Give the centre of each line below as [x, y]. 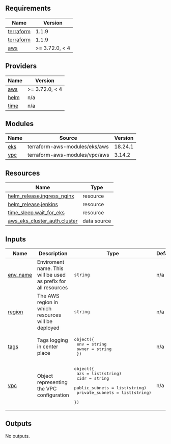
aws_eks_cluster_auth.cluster [43, 221]
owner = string [94, 349]
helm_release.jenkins [33, 205]
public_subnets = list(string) [110, 388]
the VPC [47, 389]
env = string [92, 344]
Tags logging [52, 340]
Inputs [16, 239]
